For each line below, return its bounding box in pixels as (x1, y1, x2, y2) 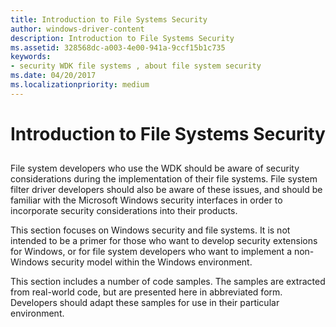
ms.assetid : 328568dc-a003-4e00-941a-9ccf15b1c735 (10, 42, 226, 53)
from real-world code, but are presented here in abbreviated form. (10, 286, 283, 298)
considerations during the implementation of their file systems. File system (10, 173, 318, 185)
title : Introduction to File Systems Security (10, 14, 208, 25)
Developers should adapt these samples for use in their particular (10, 297, 280, 309)
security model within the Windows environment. (50, 256, 253, 268)
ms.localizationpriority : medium (10, 80, 150, 90)
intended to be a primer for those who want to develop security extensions (10, 235, 318, 247)
